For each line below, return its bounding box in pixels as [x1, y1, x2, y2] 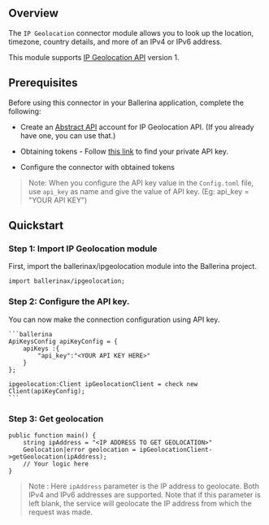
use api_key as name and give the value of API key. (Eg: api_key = [28, 186, 249, 196]
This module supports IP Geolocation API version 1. [8, 52, 180, 62]
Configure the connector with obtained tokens [20, 162, 175, 171]
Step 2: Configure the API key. [8, 296, 130, 307]
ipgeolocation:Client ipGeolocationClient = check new [8, 380, 198, 388]
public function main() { [8, 431, 96, 440]
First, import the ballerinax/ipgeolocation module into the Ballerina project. [8, 262, 258, 271]
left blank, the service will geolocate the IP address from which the [28, 498, 252, 508]
